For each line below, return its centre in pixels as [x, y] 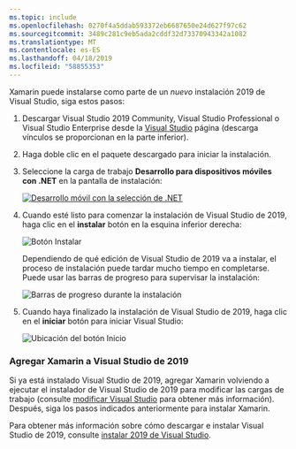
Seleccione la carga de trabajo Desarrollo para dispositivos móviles [147, 171]
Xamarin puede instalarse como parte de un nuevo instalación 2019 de [137, 91]
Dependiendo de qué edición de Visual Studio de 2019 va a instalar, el [149, 258]
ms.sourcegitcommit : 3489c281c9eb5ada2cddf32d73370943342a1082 [128, 34]
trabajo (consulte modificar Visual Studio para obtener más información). [142, 400]
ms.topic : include [43, 17]
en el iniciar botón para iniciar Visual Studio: [102, 321]
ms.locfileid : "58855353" [57, 67]
